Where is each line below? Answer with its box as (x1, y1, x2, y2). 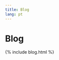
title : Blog (5, 7, 29, 12)
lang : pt (5, 12, 23, 17)
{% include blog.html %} (5, 49, 55, 55)
